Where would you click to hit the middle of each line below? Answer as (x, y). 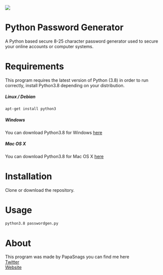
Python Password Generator (64, 27)
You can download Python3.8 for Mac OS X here (54, 156)
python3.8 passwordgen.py (32, 223)
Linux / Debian (20, 97)
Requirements (35, 67)
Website (14, 268)
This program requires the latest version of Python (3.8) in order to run (77, 80)
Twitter (12, 262)
